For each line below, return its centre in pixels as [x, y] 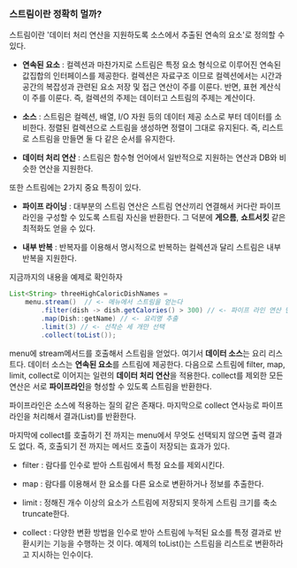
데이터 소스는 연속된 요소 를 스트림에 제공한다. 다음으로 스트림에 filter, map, [156, 364]
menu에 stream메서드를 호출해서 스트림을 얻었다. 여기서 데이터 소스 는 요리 [138, 353]
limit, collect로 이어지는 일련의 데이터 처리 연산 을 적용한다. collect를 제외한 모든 [146, 375]
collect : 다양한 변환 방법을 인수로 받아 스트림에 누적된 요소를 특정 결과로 [147, 532]
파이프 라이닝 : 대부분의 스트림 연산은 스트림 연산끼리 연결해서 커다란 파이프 [151, 206]
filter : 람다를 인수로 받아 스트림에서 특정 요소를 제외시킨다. [123, 464]
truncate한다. [46, 513]
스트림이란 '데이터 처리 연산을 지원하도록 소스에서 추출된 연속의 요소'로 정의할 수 [147, 35]
